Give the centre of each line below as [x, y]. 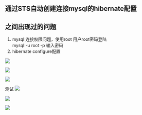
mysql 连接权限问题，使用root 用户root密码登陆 [59, 39]
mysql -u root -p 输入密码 [37, 46]
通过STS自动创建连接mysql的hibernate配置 [71, 9]
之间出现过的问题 [31, 26]
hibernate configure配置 [36, 51]
